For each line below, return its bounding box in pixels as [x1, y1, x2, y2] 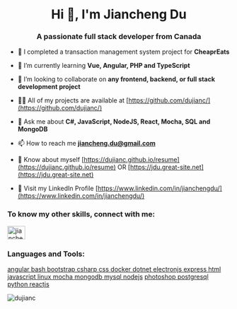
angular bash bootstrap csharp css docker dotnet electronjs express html [7, 265, 221, 274]
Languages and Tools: [7, 249, 85, 259]
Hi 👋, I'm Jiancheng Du [51, 6, 187, 23]
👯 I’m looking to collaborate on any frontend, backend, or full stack [17, 75, 216, 83]
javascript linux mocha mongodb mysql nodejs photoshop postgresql [7, 272, 209, 281]
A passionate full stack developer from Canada [36, 32, 202, 42]
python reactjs [7, 280, 50, 288]
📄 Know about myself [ [17, 156, 84, 164]
